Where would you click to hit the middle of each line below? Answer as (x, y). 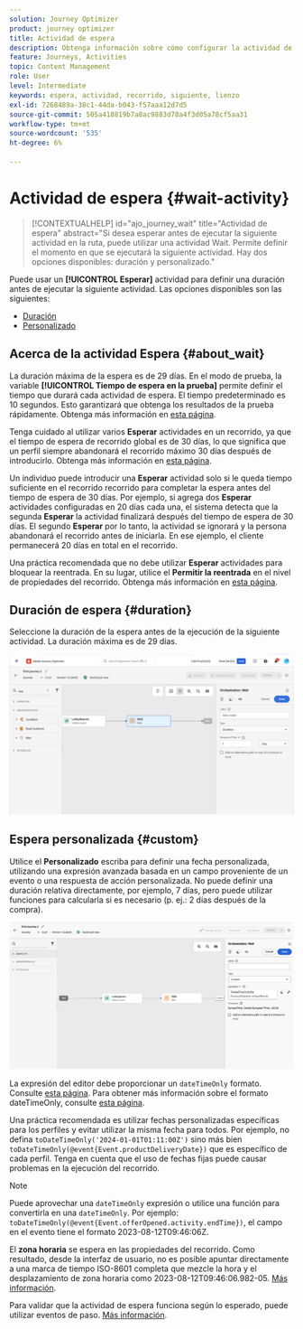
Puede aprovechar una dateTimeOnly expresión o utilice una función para (144, 1203)
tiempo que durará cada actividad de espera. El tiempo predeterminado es (147, 395)
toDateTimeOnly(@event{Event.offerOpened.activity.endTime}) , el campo (146, 1222)
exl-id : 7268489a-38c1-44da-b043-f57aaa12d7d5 (98, 105)
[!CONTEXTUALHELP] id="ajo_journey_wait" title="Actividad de (149, 223)
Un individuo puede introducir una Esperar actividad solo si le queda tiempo (151, 478)
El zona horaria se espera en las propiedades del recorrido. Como (132, 1249)
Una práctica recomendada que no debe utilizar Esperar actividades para (146, 562)
